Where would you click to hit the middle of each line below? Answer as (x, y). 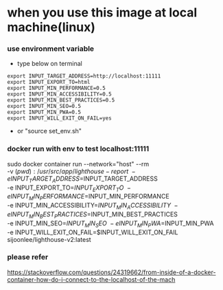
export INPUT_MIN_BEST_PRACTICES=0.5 (61, 100)
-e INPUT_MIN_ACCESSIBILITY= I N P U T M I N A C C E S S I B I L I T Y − (93, 206)
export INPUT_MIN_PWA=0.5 (44, 112)
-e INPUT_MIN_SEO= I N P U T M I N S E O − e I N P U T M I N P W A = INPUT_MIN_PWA (110, 224)
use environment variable (51, 49)
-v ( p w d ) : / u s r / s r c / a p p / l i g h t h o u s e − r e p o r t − (71, 171)
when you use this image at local (102, 13)
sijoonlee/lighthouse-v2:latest (49, 239)
